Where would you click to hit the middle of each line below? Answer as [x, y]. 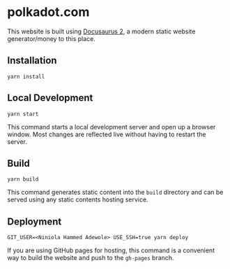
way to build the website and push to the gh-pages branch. [91, 258]
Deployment [34, 221]
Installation [32, 61]
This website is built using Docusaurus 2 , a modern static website [101, 31]
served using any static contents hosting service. [78, 199]
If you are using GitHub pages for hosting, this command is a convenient [111, 250]
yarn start [23, 114]
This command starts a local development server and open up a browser [112, 127]
